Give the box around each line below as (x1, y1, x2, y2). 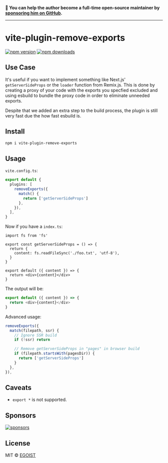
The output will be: (5, 285, 44, 292)
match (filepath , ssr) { (9, 328, 59, 333)
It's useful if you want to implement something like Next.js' (5, 76, 126, 82)
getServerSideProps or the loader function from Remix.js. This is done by (5, 81, 155, 87)
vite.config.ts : (5, 167, 38, 173)
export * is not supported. (12, 396, 67, 402)
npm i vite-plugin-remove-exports (5, 140, 77, 145)
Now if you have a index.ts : (5, 223, 63, 229)
